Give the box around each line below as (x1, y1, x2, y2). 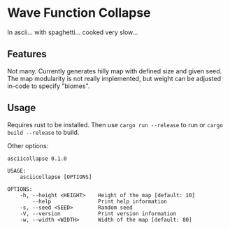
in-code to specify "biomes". (7, 82, 90, 90)
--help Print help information (32, 198, 168, 205)
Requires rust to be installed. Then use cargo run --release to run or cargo (7, 120, 224, 129)
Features (7, 48, 47, 60)
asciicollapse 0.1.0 (7, 155, 68, 162)
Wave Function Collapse (7, 5, 152, 21)
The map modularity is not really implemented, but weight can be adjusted (7, 74, 222, 82)
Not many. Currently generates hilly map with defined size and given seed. (7, 66, 222, 75)
